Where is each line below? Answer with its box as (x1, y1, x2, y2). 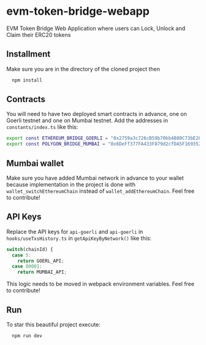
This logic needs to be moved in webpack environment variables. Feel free (6, 281, 195, 288)
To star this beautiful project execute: (6, 321, 101, 328)
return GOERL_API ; (17, 258, 64, 264)
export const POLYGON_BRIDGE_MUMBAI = (6, 141, 105, 147)
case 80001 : (12, 263, 43, 269)
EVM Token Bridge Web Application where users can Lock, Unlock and (6, 25, 186, 32)
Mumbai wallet (6, 158, 64, 168)
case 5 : (12, 252, 32, 258)
